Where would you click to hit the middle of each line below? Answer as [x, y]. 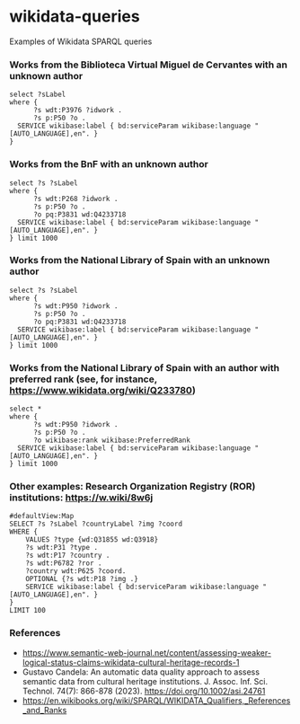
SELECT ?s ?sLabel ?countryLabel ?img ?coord [96, 524]
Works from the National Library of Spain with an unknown [140, 260]
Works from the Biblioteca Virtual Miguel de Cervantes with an [148, 65]
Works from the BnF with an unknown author [109, 164]
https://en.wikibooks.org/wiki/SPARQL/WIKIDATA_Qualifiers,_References [156, 700]
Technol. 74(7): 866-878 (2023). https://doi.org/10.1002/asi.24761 [144, 691]
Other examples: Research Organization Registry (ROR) [132, 487]
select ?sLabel [38, 95]
